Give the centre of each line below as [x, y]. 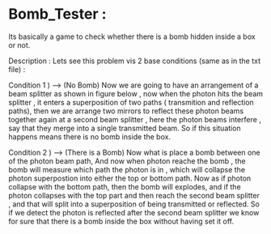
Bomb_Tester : [57, 14]
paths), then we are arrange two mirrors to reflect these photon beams [126, 111]
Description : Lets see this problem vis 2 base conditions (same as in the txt [135, 61]
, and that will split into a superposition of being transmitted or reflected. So [134, 204]
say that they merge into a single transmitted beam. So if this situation [125, 128]
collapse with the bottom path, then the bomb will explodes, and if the [125, 186]
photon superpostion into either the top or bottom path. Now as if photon [130, 178]
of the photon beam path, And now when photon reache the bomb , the [127, 161]
